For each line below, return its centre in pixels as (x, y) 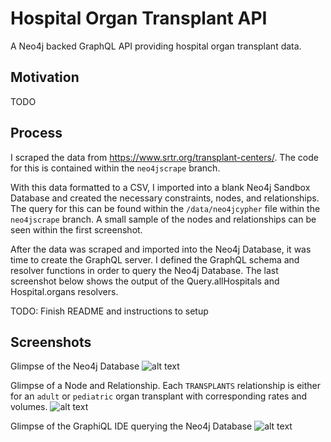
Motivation (45, 77)
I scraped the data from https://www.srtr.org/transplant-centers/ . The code (164, 157)
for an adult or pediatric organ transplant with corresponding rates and (159, 396)
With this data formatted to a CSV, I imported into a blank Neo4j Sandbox (160, 187)
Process (36, 133)
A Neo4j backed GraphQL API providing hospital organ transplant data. (156, 46)
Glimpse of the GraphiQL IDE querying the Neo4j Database (131, 426)
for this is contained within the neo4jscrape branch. (115, 168)
